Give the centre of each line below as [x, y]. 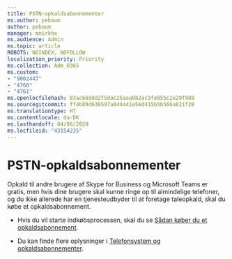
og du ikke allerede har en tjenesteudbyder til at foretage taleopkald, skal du [116, 199]
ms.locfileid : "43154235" [45, 131]
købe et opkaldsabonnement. [49, 207]
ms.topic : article [34, 46]
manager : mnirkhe [32, 33]
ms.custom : [23, 72]
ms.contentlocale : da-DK [43, 117]
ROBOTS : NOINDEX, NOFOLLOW [46, 53]
